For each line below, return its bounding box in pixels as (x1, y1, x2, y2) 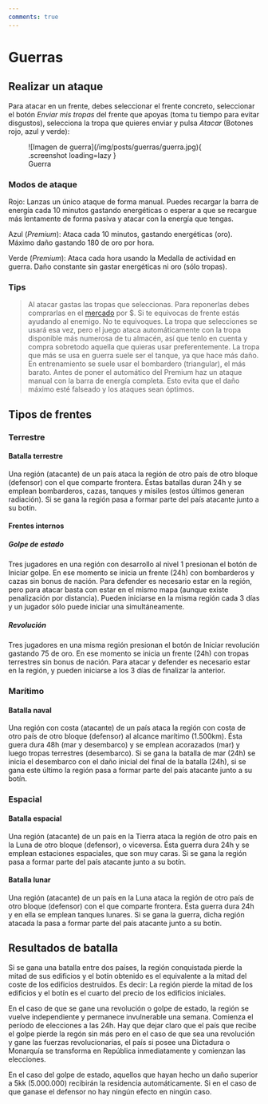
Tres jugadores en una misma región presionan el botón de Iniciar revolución (8, 641, 260, 650)
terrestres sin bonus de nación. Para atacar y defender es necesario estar (8, 657, 251, 667)
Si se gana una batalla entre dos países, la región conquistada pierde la (8, 962, 242, 972)
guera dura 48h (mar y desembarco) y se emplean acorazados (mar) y (8, 740, 241, 750)
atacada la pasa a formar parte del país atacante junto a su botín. (8, 918, 222, 928)
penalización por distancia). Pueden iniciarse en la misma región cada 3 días (8, 593, 260, 603)
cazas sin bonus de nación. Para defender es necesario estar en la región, (8, 577, 253, 586)
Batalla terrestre (8, 451, 64, 461)
